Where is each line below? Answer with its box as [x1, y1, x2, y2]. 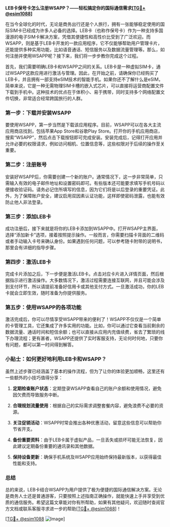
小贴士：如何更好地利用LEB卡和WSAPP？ [5, 355, 107, 363]
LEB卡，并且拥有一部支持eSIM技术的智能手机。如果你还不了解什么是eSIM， [5, 76, 163, 82]
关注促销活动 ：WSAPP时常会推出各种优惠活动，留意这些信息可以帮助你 [12, 419, 162, 425]
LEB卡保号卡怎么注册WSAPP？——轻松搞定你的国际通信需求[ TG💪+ [5, 5, 146, 11]
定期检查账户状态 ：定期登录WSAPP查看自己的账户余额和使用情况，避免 [12, 385, 162, 391]
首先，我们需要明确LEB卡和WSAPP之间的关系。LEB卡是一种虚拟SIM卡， [5, 63, 156, 70]
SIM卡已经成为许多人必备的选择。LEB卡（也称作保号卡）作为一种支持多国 [9, 27, 163, 34]
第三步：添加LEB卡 [5, 213, 52, 220]
